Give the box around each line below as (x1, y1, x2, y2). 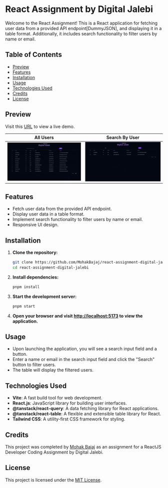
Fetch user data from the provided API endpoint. (12, 206, 112, 212)
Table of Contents (5, 50, 62, 59)
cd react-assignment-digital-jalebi (12, 265, 89, 270)
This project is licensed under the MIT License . (5, 476, 102, 483)
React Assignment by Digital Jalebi (5, 3, 153, 15)
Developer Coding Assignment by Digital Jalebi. (5, 449, 103, 455)
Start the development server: (12, 293, 77, 299)
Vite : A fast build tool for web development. (12, 395, 102, 401)
